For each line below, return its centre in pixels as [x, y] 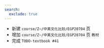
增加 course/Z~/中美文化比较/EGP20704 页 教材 [55, 34]
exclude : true [23, 14]
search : [12, 9]
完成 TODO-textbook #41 [35, 40]
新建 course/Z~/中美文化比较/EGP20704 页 [51, 28]
